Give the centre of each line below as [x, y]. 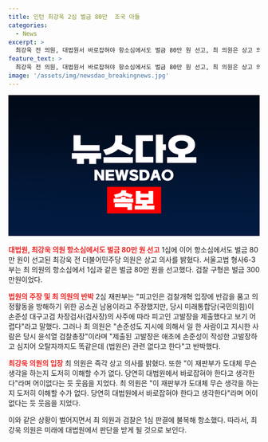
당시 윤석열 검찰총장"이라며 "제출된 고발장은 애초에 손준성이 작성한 [126, 336]
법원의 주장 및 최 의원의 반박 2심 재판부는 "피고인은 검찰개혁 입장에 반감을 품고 [129, 297]
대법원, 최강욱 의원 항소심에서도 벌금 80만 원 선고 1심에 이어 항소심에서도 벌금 [128, 250]
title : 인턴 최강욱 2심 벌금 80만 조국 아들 [74, 17]
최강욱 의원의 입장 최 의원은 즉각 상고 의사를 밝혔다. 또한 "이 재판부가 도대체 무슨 [133, 363]
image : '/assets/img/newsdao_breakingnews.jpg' [89, 76]
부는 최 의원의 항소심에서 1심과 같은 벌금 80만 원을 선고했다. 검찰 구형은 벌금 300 [134, 270]
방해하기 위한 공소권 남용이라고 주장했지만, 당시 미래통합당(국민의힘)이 [145, 307]
